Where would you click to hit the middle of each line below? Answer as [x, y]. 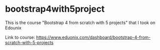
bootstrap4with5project [55, 9]
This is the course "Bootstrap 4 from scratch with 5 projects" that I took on [80, 23]
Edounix [13, 27]
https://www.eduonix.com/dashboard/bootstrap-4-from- [93, 37]
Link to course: [20, 37]
